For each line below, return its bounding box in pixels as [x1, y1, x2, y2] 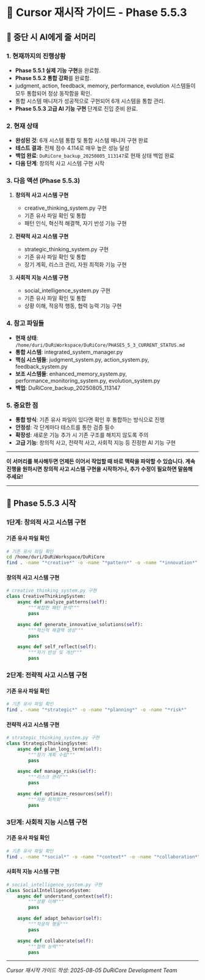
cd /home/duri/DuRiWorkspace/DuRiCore [6, 554, 105, 560]
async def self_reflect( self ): [17, 644, 97, 650]
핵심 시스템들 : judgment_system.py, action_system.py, [15, 356, 149, 363]
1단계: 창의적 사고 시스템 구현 [6, 518, 87, 526]
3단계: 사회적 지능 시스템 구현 [6, 817, 88, 826]
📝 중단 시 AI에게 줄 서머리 [6, 32, 96, 42]
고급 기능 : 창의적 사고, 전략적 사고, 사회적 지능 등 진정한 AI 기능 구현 [15, 439, 176, 446]
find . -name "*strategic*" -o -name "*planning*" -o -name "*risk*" [6, 707, 187, 713]
